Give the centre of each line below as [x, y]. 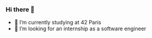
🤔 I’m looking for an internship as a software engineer [80, 28]
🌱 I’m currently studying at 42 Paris [58, 23]
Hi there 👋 [20, 9]
